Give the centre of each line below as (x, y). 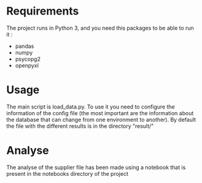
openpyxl (27, 65)
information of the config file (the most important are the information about (100, 113)
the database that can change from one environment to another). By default (101, 119)
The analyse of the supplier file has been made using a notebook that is (96, 167)
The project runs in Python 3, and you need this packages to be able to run (100, 28)
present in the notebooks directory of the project (68, 173)
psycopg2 (28, 59)
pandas (25, 46)
